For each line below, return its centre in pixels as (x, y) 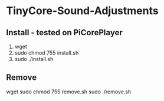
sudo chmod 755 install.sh (47, 53)
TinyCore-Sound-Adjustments (82, 11)
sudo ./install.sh (34, 59)
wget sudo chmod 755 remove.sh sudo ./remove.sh (69, 92)
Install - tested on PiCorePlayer (64, 33)
